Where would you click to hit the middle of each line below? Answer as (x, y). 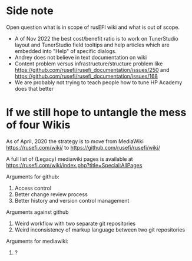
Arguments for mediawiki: (37, 241)
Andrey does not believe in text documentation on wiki (81, 57)
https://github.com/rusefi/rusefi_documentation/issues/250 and (92, 70)
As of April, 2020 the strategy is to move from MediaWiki (75, 141)
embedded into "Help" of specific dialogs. (65, 51)
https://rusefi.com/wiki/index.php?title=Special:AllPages (74, 165)
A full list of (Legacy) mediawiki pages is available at (70, 159)
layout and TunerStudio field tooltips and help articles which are (92, 45)
